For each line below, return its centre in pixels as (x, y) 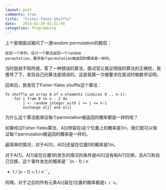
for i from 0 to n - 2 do (41, 99)
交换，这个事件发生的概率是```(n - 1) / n (49, 161)
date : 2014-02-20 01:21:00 (35, 24)
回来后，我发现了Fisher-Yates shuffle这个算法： (54, 85)
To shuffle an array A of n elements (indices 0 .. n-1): (66, 95)
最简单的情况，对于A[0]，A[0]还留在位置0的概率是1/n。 (62, 145)
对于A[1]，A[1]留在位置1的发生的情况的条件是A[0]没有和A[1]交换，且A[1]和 (80, 155)
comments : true (21, 14)
